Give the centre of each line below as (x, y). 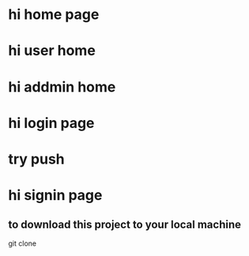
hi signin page (55, 196)
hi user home (52, 51)
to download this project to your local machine (125, 224)
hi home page (54, 15)
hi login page (51, 123)
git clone (23, 243)
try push (36, 159)
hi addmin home (62, 87)
